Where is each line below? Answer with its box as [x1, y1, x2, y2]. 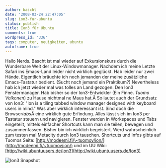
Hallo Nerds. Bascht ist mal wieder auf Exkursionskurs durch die [5, 58, 137, 64]
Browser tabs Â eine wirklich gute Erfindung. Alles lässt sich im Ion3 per [5, 110, 151, 117]
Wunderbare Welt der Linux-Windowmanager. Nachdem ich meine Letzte [5, 63, 155, 69]
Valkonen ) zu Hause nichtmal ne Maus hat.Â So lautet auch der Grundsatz [5, 95, 157, 101]
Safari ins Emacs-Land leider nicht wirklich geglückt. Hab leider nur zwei [5, 68, 154, 75]
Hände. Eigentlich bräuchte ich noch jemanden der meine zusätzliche [5, 74, 148, 80]
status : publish [5, 21, 39, 26]
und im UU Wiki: [74, 142, 107, 148]
